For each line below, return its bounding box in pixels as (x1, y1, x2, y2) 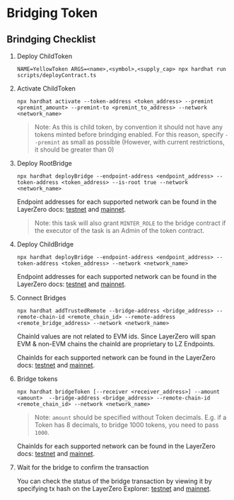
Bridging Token (6, 5, 98, 21)
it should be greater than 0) (34, 145, 115, 154)
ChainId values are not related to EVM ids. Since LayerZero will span (16, 332, 216, 341)
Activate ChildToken (16, 84, 76, 93)
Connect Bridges (16, 294, 66, 302)
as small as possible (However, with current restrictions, (62, 138, 225, 146)
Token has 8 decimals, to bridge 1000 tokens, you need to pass (34, 421, 219, 429)
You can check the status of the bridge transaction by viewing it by (16, 477, 213, 485)
